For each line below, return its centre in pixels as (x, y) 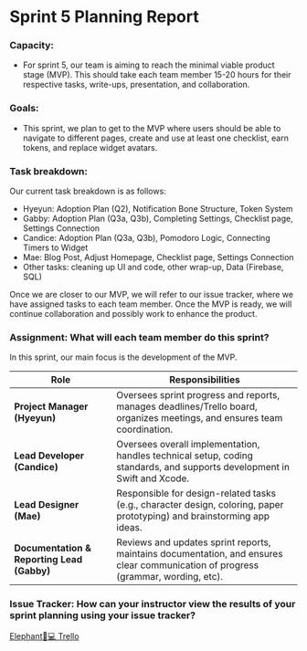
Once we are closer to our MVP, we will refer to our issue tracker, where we (152, 295)
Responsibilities (204, 380)
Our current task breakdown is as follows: (88, 191)
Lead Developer (49, 456)
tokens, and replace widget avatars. (90, 147)
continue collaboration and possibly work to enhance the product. (133, 314)
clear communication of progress (187, 565)
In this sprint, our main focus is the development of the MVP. (123, 357)
